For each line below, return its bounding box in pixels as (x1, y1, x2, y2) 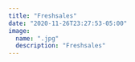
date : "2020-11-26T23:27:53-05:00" (8, 19, 128, 27)
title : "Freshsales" (8, 11, 78, 20)
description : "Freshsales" (15, 42, 106, 50)
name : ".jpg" (15, 34, 59, 43)
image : (8, 27, 31, 35)
